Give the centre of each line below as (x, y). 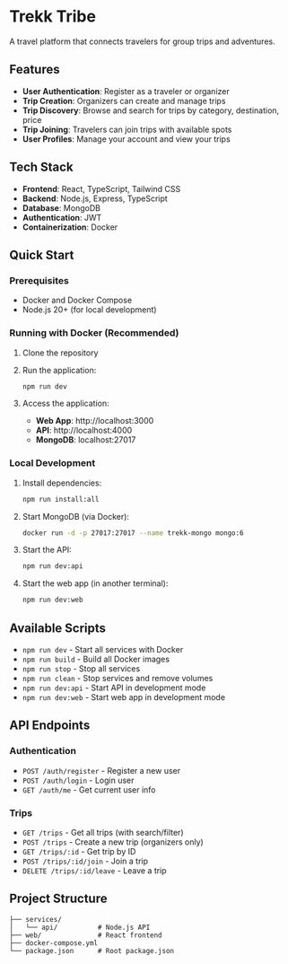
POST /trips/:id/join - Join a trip (85, 861)
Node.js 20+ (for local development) (89, 310)
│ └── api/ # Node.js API (80, 927)
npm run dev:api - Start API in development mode (114, 688)
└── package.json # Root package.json (92, 951)
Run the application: (59, 370)
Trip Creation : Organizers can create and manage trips (124, 101)
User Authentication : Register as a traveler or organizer (126, 91)
